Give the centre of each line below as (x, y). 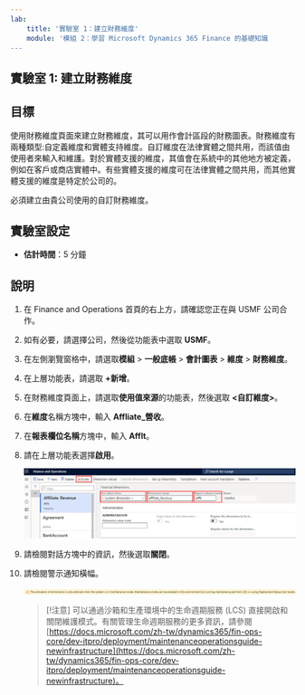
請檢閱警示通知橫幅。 (63, 574)
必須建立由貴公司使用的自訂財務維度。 (81, 200)
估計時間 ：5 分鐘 (55, 254)
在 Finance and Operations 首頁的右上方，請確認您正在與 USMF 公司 (151, 309)
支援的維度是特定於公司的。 (69, 180)
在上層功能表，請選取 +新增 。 (79, 378)
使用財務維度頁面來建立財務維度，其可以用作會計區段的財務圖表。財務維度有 (153, 135)
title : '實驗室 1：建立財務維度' (83, 29)
